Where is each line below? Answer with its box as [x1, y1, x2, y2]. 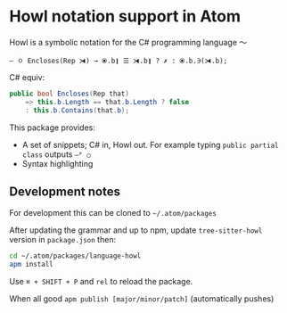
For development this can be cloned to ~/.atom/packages [9, 208, 217, 218]
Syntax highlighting [21, 158, 94, 169]
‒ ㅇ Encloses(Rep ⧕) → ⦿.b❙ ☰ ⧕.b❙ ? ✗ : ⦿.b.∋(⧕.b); [9, 56, 228, 65]
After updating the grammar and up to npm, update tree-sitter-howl [9, 225, 263, 235]
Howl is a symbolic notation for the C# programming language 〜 [9, 37, 248, 47]
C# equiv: [9, 71, 45, 82]
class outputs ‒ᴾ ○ [21, 149, 92, 160]
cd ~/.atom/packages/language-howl [9, 251, 142, 260]
